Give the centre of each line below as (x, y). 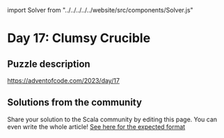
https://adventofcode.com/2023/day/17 (64, 80)
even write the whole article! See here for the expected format (96, 127)
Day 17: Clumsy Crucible (79, 38)
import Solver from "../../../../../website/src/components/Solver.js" (100, 10)
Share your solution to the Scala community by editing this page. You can (112, 119)
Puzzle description (49, 64)
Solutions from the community (75, 103)
